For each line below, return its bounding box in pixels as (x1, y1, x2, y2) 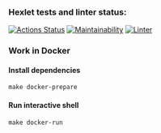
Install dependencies (8, 65, 81, 75)
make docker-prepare (8, 84, 78, 92)
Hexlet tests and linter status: (8, 6, 127, 18)
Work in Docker (8, 45, 70, 57)
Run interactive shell (8, 101, 79, 110)
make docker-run (8, 118, 63, 127)
